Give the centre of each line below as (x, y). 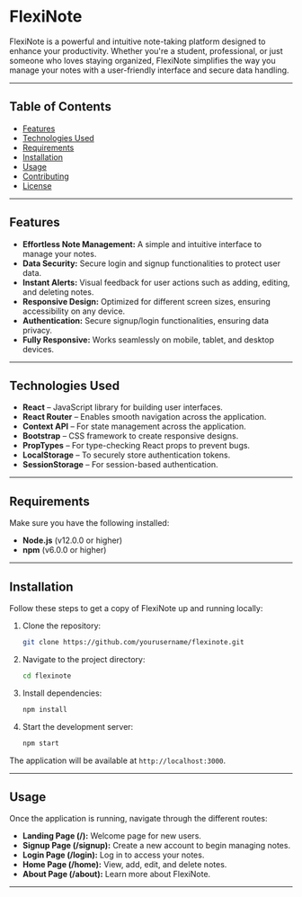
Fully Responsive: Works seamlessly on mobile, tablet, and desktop (148, 340)
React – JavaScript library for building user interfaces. (122, 407)
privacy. (37, 330)
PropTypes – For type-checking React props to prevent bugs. (136, 446)
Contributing (45, 176)
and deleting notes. (58, 292)
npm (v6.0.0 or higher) (64, 550)
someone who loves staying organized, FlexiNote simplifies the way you (142, 60)
